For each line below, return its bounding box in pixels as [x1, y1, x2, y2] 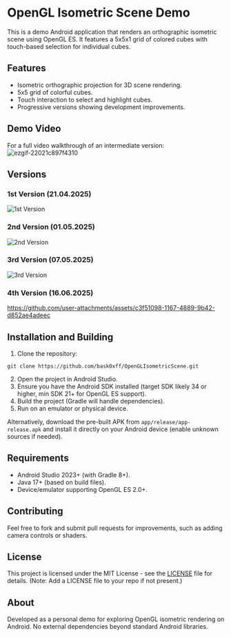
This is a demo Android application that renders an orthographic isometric [7, 28, 217, 36]
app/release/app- [141, 419, 191, 426]
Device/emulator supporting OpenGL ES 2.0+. [17, 485, 148, 493]
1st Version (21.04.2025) [7, 189, 92, 198]
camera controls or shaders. [7, 531, 88, 540]
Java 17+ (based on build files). [17, 478, 106, 486]
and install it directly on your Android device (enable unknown [42, 425, 219, 433]
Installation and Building [7, 331, 114, 343]
